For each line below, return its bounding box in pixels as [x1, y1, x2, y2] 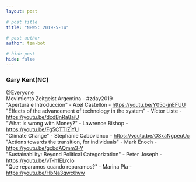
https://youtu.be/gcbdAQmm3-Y [6, 145, 84, 152]
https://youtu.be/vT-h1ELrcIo [6, 157, 75, 164]
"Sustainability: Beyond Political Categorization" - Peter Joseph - [6, 151, 162, 158]
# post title [6, 19, 38, 25]
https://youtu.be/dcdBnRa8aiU [6, 114, 80, 121]
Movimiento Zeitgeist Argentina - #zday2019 [6, 95, 113, 102]
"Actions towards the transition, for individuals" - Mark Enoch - [6, 138, 157, 146]
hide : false [6, 57, 35, 62]
